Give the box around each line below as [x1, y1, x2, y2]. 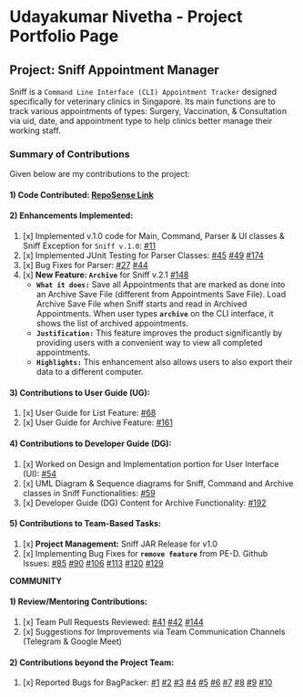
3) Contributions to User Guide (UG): [9, 387, 150, 398]
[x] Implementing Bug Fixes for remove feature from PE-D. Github [22, 547, 268, 558]
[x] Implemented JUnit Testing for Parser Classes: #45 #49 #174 [22, 250, 264, 261]
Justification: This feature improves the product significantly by [35, 328, 283, 338]
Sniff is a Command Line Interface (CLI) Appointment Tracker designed [9, 87, 278, 97]
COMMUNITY [9, 575, 62, 586]
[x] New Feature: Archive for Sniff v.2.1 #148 [22, 269, 189, 280]
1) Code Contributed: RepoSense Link [9, 189, 155, 200]
